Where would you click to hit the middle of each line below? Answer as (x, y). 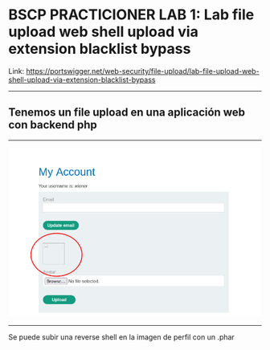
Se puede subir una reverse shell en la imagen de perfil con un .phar (121, 337)
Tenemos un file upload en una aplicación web (127, 113)
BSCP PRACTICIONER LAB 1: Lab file (131, 15)
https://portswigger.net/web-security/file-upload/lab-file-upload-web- (143, 71)
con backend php (53, 125)
